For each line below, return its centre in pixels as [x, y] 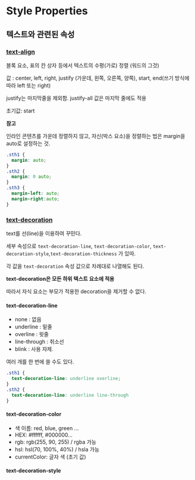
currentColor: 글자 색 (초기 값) [50, 457]
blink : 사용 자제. [34, 349]
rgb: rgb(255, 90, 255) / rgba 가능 [56, 442]
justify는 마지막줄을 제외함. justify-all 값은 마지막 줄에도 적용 [76, 98]
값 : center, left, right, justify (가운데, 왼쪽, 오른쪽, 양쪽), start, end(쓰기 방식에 [98, 78]
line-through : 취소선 [39, 342]
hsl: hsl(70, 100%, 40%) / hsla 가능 [57, 449]
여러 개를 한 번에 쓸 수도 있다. [40, 362]
